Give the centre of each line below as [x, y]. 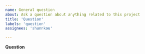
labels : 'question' [26, 24]
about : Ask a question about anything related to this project [73, 14]
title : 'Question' [24, 19]
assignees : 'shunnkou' [29, 28]
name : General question [30, 10]
